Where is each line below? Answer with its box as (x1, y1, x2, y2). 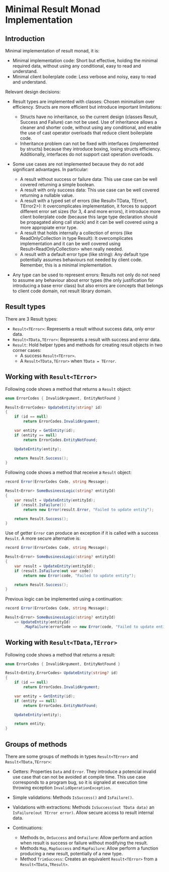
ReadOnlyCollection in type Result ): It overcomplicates (20, 235, 133, 241)
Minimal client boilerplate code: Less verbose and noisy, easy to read (12, 74, 156, 79)
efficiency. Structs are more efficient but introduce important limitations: (12, 104, 162, 110)
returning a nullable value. (20, 192, 74, 198)
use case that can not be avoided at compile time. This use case (12, 774, 146, 780)
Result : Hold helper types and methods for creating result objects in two (12, 342, 162, 348)
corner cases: (12, 347, 42, 353)
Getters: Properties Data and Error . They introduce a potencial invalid (12, 768, 156, 775)
